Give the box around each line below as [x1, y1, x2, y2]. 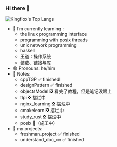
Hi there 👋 [5, 5, 30, 12]
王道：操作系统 [20, 53, 51, 60]
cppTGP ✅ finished [20, 76, 60, 83]
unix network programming [20, 42, 77, 48]
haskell [20, 48, 35, 54]
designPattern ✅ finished [20, 82, 73, 88]
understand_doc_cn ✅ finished [20, 137, 84, 143]
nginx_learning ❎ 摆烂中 [20, 101, 70, 107]
